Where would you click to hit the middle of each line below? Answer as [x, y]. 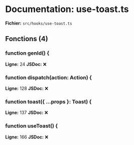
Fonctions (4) [27, 39]
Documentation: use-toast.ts [67, 9]
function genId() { [27, 53]
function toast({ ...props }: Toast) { [48, 101]
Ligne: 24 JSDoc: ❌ [26, 64]
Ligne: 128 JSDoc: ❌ [27, 88]
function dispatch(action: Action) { [48, 77]
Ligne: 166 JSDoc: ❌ [27, 137]
